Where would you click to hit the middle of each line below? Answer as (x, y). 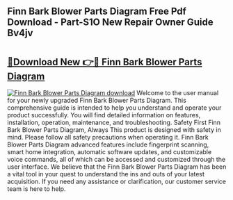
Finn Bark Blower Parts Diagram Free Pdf (97, 11)
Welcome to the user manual (178, 93)
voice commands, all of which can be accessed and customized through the (116, 159)
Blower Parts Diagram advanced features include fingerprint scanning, (108, 144)
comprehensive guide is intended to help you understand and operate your (114, 108)
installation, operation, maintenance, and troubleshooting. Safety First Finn (114, 122)
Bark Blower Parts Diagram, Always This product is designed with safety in (114, 130)
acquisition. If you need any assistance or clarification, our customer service (117, 181)
